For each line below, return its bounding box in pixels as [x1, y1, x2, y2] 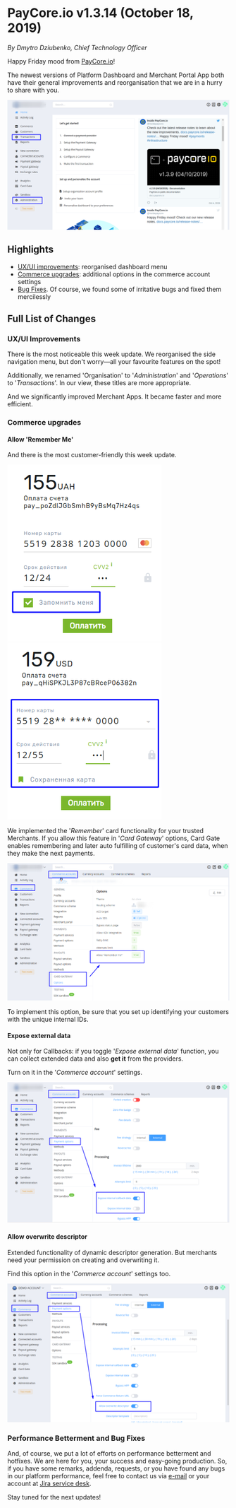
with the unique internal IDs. [7, 1015, 89, 1024]
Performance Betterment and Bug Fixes [7, 1433, 146, 1443]
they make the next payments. [7, 849, 95, 858]
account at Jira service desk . [7, 1479, 92, 1488]
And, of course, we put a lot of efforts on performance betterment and [7, 1449, 211, 1457]
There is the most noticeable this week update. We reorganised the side [7, 350, 216, 358]
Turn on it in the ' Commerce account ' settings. [7, 1068, 143, 1077]
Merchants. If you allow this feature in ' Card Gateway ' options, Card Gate [7, 834, 221, 842]
